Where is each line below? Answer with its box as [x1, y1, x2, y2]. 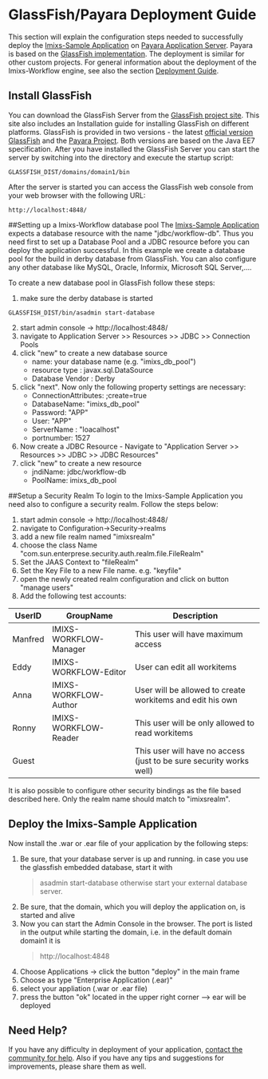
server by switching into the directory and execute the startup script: [8, 152, 234, 162]
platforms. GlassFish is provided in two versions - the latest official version [8, 127, 254, 136]
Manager [51, 643, 86, 654]
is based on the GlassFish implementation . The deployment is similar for [8, 49, 245, 58]
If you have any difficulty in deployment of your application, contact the [8, 1045, 243, 1054]
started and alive [19, 910, 76, 919]
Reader [51, 732, 80, 743]
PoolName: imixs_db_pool [31, 475, 117, 484]
